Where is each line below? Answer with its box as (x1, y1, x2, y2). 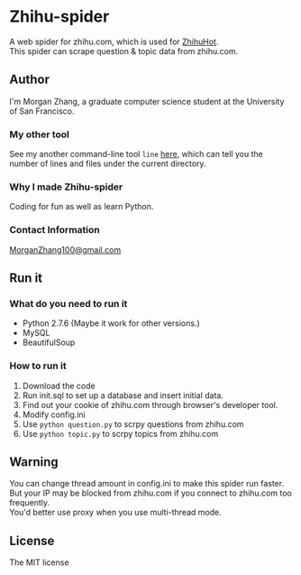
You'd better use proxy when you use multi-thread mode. (9, 507, 223, 518)
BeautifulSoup (22, 337, 76, 348)
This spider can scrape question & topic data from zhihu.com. (9, 45, 239, 56)
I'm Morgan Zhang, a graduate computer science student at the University (9, 96, 285, 107)
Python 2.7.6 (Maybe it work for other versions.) (22, 318, 200, 329)
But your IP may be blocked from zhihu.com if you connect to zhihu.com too (9, 487, 293, 498)
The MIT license (9, 557, 69, 568)
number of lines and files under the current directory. (9, 158, 206, 169)
